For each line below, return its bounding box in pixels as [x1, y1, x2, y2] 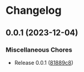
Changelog [5, 4, 62, 17]
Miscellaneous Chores [5, 46, 73, 54]
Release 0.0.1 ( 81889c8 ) [14, 59, 74, 66]
